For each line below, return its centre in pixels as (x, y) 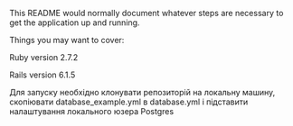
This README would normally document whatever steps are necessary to (146, 13)
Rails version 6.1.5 (43, 75)
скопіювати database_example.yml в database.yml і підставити (129, 102)
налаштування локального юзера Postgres (92, 111)
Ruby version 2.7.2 (44, 57)
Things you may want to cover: (67, 40)
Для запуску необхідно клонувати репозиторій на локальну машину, (142, 92)
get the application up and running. (75, 22)
